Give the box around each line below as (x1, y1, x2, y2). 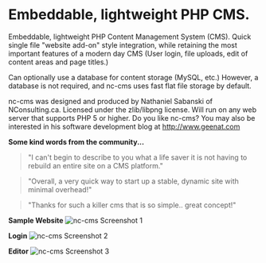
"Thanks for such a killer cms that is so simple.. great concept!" (27, 200, 237, 210)
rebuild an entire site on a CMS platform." (27, 161, 163, 170)
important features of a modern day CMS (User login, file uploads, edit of (8, 48, 248, 58)
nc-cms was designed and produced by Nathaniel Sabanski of (8, 96, 213, 106)
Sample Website (8, 215, 64, 225)
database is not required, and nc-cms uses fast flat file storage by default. (8, 81, 252, 91)
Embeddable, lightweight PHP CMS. (8, 6, 250, 24)
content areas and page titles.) (8, 57, 109, 67)
